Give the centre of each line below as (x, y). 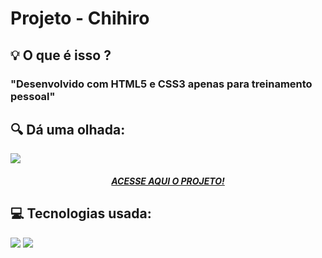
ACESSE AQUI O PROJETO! (168, 181)
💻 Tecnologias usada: (81, 213)
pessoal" (33, 96)
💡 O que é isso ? (61, 55)
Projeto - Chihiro (80, 18)
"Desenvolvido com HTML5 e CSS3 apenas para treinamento (161, 84)
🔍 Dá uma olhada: (68, 129)
